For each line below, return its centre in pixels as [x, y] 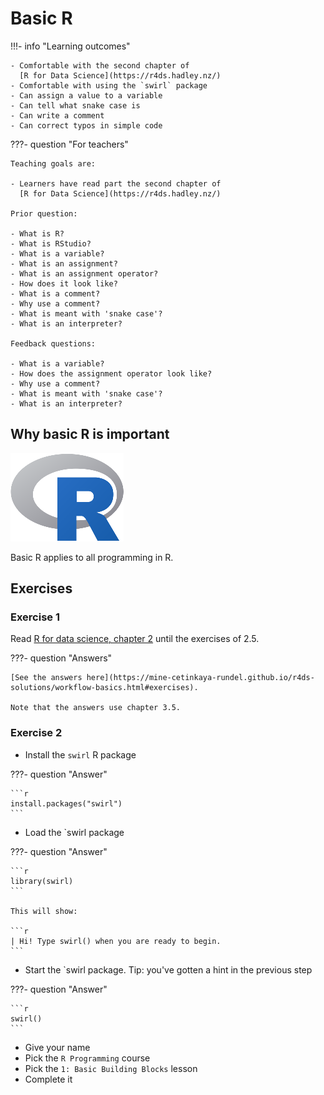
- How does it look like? [64, 283]
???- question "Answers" [61, 658]
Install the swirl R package [80, 754]
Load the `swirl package [74, 832]
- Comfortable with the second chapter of [100, 65]
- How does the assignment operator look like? [111, 373]
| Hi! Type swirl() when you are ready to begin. [116, 941]
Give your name [57, 1047]
